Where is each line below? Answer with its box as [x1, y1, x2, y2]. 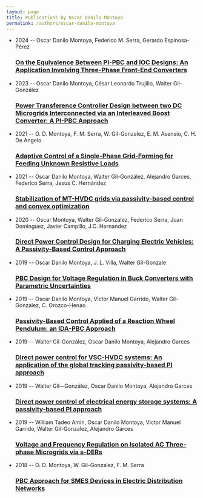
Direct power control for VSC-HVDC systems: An [15, 353, 162, 362]
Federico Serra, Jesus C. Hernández [15, 179, 107, 187]
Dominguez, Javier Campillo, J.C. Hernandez [15, 222, 127, 230]
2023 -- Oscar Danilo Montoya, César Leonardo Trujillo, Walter [15, 79, 172, 87]
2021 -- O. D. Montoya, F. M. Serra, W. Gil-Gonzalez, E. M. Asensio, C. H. [15, 130, 197, 137]
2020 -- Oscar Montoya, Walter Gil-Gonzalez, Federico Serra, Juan [15, 216, 183, 223]
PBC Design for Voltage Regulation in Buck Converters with [15, 274, 193, 282]
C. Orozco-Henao [41, 302, 86, 309]
